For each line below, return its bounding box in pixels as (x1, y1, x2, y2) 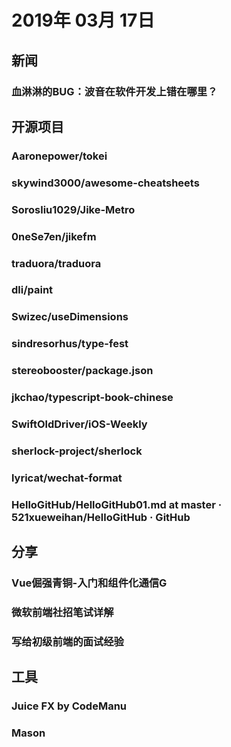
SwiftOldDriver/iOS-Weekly (11, 417, 148, 431)
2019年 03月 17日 (11, 9, 156, 32)
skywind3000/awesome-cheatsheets (11, 176, 200, 190)
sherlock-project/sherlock (11, 444, 143, 458)
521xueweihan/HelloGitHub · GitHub (11, 510, 191, 524)
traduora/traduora (11, 256, 102, 270)
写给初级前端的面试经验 (11, 634, 124, 648)
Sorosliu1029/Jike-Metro (11, 202, 136, 216)
